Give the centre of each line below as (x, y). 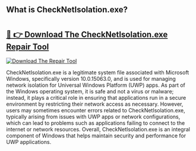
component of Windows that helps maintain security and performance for (96, 136)
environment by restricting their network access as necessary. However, (95, 104)
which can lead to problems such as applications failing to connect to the (96, 123)
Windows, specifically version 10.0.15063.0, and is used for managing (91, 79)
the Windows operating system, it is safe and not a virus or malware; (90, 91)
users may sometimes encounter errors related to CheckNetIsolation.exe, (96, 110)
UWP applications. (29, 142)
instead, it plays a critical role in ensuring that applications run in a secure (96, 98)
